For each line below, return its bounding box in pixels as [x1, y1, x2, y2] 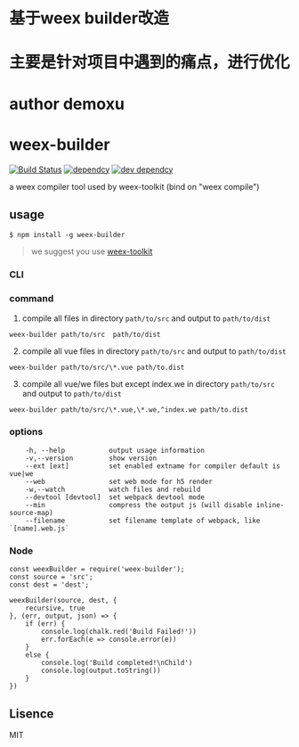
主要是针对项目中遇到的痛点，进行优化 [9, 53, 291, 72]
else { [25, 651, 50, 660]
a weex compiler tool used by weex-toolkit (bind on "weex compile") [9, 181, 260, 192]
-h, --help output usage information [25, 446, 205, 455]
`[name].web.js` [9, 523, 69, 533]
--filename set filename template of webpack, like [25, 516, 261, 525]
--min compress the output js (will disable [25, 500, 253, 509]
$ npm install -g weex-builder [9, 231, 125, 240]
